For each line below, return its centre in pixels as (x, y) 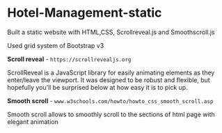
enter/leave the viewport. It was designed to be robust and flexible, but (109, 80)
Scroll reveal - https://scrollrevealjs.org (69, 59)
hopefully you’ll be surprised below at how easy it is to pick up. (97, 87)
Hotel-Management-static (85, 13)
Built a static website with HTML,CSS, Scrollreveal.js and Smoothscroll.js (111, 32)
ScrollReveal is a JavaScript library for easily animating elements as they (111, 72)
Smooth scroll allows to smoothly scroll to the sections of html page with (111, 114)
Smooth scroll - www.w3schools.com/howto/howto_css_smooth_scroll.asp (110, 101)
